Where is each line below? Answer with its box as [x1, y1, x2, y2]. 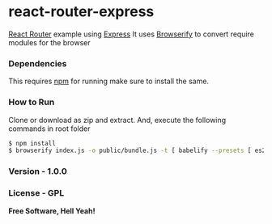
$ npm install [8, 139, 57, 147]
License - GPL [8, 188, 65, 199]
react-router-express [8, 2, 155, 21]
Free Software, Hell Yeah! [8, 205, 96, 216]
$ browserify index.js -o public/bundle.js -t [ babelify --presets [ [8, 146, 252, 155]
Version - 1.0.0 [8, 166, 67, 177]
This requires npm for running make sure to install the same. [8, 76, 209, 87]
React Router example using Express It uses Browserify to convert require [8, 29, 255, 39]
